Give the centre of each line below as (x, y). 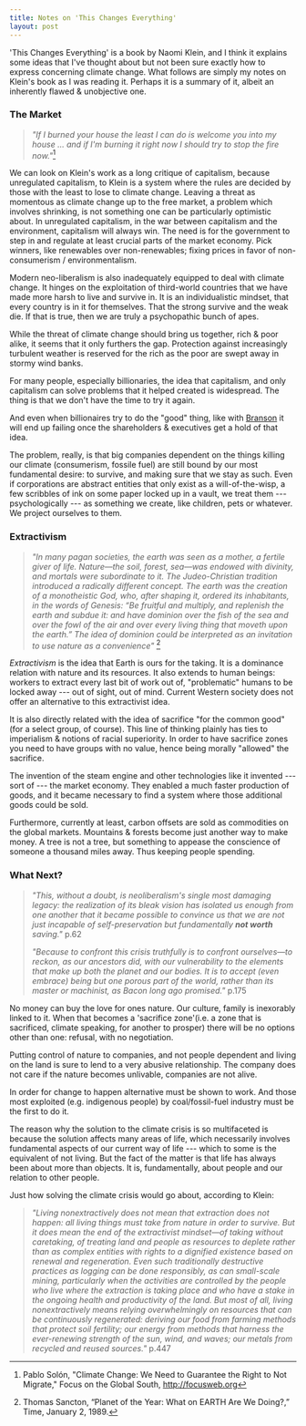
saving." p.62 (56, 934)
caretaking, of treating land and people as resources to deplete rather (163, 1242)
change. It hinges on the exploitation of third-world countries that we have (149, 287)
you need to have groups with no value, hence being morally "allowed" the (149, 749)
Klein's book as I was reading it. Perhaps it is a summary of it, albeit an (142, 81)
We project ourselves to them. (66, 513)
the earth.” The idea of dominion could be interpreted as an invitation (162, 634)
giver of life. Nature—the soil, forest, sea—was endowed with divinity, (163, 566)
